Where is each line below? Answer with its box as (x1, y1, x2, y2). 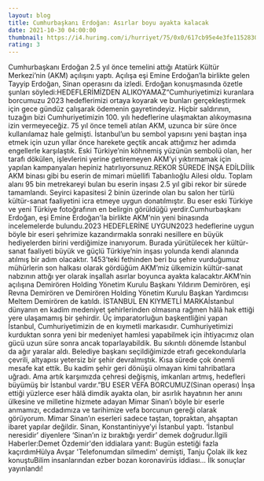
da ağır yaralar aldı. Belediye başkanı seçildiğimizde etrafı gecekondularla (8, 347, 246, 357)
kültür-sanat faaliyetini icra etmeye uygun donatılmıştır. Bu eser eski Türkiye (8, 196, 253, 205)
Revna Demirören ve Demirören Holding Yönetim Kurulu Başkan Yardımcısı (8, 288, 249, 298)
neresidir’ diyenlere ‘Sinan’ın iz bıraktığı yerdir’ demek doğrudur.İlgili (8, 431, 228, 440)
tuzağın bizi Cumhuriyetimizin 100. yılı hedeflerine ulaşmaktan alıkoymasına (8, 113, 252, 122)
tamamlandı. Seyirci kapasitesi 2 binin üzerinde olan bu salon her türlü (8, 188, 235, 198)
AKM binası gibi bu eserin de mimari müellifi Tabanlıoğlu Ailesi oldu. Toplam (8, 171, 253, 181)
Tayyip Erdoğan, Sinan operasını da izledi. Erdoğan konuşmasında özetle (8, 80, 244, 89)
